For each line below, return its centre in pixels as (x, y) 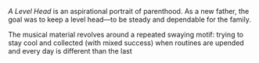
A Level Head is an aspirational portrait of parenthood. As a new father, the (129, 11)
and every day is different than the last (70, 51)
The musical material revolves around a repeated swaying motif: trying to (126, 35)
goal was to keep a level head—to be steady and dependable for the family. (130, 19)
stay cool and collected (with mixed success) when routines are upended (126, 43)
